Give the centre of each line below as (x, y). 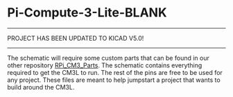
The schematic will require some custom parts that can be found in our (108, 58)
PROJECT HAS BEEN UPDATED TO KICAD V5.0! (76, 38)
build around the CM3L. (41, 87)
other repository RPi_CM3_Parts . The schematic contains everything (105, 65)
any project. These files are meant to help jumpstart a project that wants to (114, 80)
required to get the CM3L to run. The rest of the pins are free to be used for (115, 72)
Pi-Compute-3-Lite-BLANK (87, 13)
